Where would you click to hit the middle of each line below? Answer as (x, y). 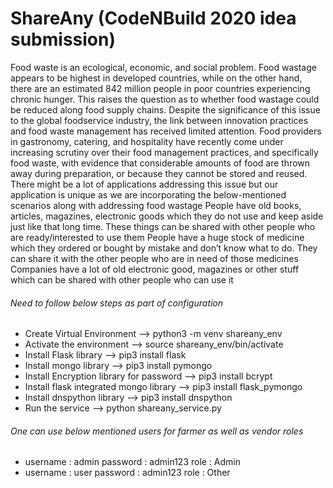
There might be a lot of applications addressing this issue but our (144, 184)
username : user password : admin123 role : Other (127, 473)
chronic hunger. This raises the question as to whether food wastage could (165, 99)
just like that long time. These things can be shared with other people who (163, 226)
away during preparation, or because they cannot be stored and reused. (159, 173)
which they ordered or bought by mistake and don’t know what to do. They (164, 248)
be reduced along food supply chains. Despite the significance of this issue (165, 109)
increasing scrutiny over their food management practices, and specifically (164, 152)
